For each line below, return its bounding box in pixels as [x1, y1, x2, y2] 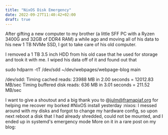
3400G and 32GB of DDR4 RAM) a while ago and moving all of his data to [5, 36, 159, 42]
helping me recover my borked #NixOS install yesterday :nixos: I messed [5, 103, 157, 109]
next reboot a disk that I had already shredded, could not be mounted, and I [5, 113, 163, 119]
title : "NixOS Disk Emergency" [5, 7, 72, 13]
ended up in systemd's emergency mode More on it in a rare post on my [5, 119, 156, 125]
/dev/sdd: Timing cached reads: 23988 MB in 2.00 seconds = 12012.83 [5, 77, 154, 83]
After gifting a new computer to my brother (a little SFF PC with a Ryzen [5, 31, 155, 37]
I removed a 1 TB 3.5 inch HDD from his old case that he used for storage [5, 51, 158, 57]
